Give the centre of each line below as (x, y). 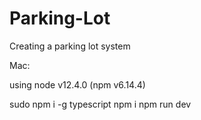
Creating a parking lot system (70, 46)
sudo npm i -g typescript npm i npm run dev (100, 104)
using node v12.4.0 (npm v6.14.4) (77, 84)
